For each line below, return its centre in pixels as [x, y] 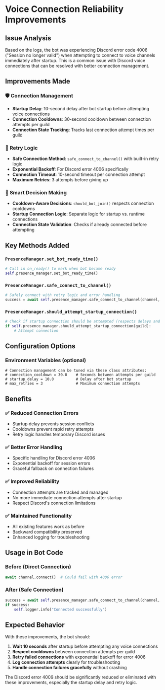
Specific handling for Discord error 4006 [54, 458]
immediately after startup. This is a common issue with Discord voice [75, 60]
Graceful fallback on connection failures [53, 468]
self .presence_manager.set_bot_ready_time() [52, 273]
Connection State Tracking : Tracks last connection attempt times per [83, 130]
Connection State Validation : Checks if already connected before [80, 225]
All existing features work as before [48, 526]
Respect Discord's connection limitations [54, 503]
